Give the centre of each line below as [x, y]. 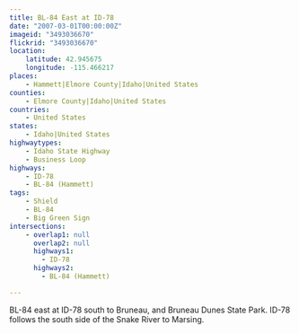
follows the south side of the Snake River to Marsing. [107, 319]
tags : [19, 193]
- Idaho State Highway [68, 151]
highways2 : [53, 268]
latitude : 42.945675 [64, 59]
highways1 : [53, 251]
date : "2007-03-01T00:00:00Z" [66, 26]
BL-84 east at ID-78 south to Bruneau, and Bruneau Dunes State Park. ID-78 [150, 310]
